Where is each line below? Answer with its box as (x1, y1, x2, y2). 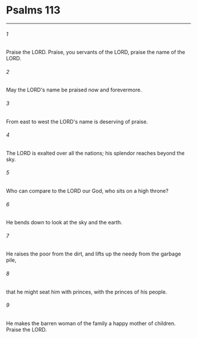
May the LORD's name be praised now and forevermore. (6, 86, 142, 94)
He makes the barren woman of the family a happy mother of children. (6, 320, 176, 327)
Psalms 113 (6, 4, 60, 17)
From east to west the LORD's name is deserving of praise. (6, 118, 148, 125)
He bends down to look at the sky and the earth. (6, 219, 123, 226)
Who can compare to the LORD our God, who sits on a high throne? (6, 187, 169, 194)
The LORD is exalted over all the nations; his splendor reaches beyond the (6, 149, 185, 156)
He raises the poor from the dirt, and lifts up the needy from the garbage (6, 250, 181, 258)
